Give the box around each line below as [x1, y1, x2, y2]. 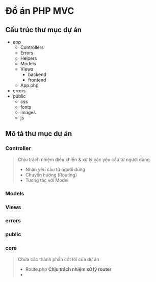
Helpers [20, 55, 37, 61]
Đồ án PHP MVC [5, 5, 74, 17]
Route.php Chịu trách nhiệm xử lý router [25, 266, 112, 272]
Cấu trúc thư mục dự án [5, 25, 82, 34]
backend [28, 71, 47, 78]
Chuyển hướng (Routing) [25, 171, 77, 178]
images [20, 110, 36, 115]
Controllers [20, 44, 44, 50]
